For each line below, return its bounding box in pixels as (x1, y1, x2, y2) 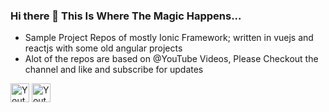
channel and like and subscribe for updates (24, 64, 204, 76)
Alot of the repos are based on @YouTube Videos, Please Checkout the (24, 53, 319, 65)
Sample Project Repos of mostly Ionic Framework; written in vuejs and (24, 32, 314, 44)
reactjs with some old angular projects (24, 42, 183, 54)
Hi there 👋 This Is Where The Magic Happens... (10, 9, 242, 23)
